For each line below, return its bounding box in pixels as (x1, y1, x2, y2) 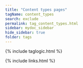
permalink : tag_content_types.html (5, 21, 79, 26)
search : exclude (5, 16, 39, 21)
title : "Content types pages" (5, 7, 68, 12)
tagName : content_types (5, 12, 54, 17)
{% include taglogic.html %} (5, 48, 63, 54)
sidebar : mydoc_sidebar (5, 26, 54, 31)
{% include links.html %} (5, 58, 55, 64)
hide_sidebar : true (5, 30, 45, 35)
